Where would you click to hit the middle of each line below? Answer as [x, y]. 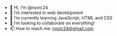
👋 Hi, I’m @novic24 [29, 8]
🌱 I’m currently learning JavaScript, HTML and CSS [61, 18]
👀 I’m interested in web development [46, 13]
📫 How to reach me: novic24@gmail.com [52, 28]
